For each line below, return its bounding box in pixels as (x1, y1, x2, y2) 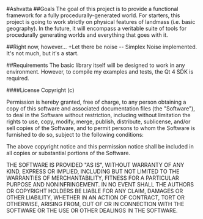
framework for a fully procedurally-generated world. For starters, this (6, 12, 180, 19)
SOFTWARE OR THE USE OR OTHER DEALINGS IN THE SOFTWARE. (6, 207, 178, 214)
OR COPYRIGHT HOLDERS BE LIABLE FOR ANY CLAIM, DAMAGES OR (6, 187, 183, 194)
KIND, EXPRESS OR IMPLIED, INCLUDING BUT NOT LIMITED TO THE (6, 168, 180, 175)
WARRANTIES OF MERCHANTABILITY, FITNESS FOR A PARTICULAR (6, 174, 179, 182)
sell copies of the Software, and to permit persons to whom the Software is (6, 125, 196, 131)
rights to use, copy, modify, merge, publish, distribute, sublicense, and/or (6, 118, 191, 125)
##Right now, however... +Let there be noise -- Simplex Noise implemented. (6, 43, 197, 50)
